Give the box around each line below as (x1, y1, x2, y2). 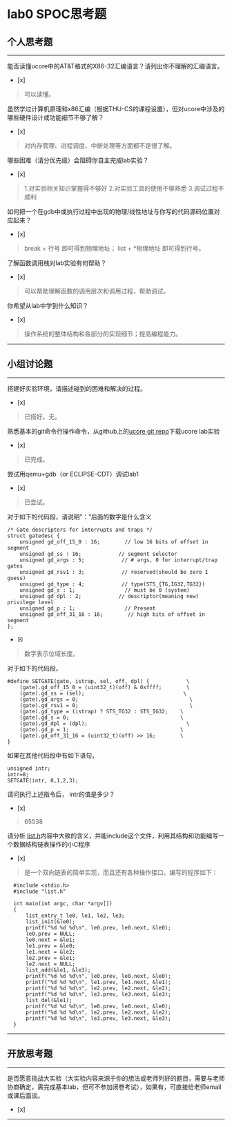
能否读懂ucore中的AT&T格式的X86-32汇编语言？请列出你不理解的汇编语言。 (7, 62, 224, 70)
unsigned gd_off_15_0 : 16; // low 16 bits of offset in (19, 538, 209, 546)
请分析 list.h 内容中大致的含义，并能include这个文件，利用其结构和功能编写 (7, 831, 219, 840)
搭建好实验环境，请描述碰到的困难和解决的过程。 (7, 384, 146, 392)
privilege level (7, 599, 54, 606)
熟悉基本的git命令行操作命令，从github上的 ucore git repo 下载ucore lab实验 (7, 427, 220, 435)
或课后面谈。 (7, 1091, 43, 1099)
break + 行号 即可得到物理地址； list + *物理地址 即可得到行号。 (23, 244, 205, 252)
